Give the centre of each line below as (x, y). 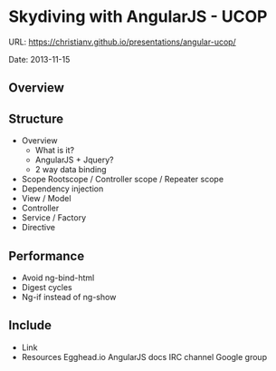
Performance (47, 256)
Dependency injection (62, 189)
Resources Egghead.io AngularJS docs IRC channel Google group (144, 356)
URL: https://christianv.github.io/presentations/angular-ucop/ (122, 42)
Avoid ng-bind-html (58, 278)
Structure (36, 118)
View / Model (46, 199)
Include (30, 325)
